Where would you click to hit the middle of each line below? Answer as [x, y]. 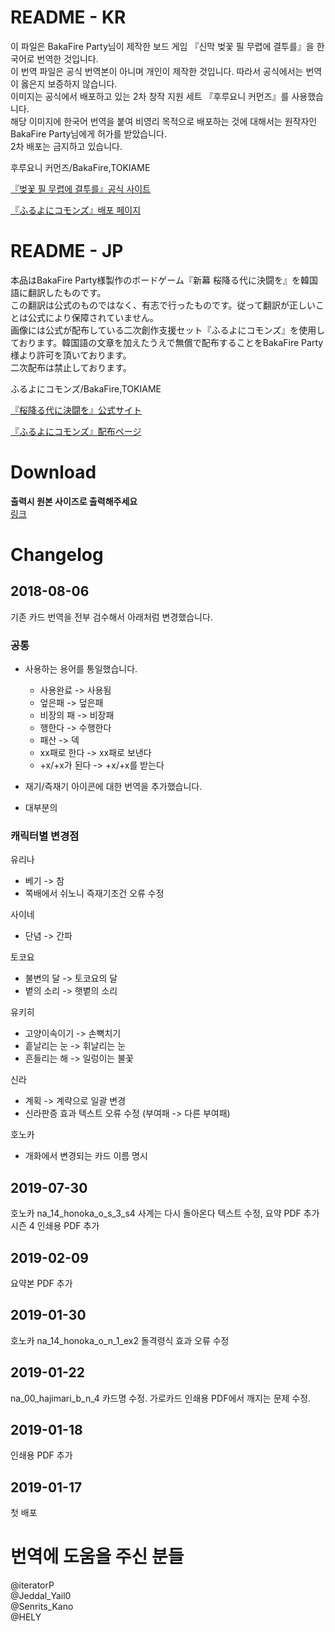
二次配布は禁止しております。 [71, 367]
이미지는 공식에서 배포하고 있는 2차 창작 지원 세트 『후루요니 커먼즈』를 [150, 96]
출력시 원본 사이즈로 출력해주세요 [74, 501]
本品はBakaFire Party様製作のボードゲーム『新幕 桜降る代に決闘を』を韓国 [164, 280]
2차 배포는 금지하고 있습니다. [66, 146]
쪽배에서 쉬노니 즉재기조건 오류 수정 [94, 893]
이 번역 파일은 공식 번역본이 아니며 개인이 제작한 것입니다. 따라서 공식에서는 [157, 71]
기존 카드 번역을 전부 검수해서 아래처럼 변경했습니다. [111, 617]
